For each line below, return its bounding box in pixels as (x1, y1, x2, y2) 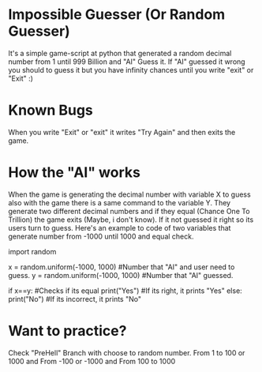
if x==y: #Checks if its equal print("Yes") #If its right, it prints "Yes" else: (8, 286, 242, 295)
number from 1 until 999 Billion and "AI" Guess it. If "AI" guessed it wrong (8, 57, 246, 66)
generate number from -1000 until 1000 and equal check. (8, 231, 194, 241)
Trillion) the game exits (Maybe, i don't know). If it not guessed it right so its (8, 215, 254, 224)
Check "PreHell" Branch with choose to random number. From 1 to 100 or (8, 348, 245, 357)
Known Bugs (8, 101, 93, 119)
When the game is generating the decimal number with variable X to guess (8, 190, 251, 199)
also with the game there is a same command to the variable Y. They (8, 197, 231, 207)
